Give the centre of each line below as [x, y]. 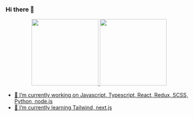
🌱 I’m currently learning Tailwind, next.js [63, 108]
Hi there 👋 [20, 9]
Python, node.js [33, 101]
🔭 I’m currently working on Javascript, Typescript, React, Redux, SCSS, [101, 95]
